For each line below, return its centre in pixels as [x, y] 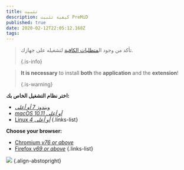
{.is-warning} [37, 84]
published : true [26, 22]
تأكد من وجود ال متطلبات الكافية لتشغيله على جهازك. [77, 50]
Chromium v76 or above [44, 142]
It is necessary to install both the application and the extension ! [99, 73]
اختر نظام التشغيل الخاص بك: [38, 96]
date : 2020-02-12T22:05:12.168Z [46, 28]
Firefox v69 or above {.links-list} [54, 149]
